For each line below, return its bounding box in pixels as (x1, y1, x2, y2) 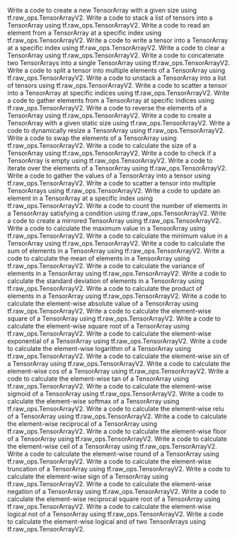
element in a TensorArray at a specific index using (7, 194, 154, 202)
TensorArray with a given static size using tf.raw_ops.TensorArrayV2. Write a (7, 119, 231, 127)
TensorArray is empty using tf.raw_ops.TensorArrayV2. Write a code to (7, 156, 213, 165)
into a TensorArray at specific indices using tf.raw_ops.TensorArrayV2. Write (7, 88, 230, 97)
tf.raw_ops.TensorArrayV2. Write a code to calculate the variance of (7, 262, 205, 270)
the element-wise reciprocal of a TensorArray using (7, 420, 158, 427)
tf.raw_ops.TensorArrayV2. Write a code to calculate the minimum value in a (7, 231, 229, 240)
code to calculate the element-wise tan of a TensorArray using (7, 374, 190, 383)
